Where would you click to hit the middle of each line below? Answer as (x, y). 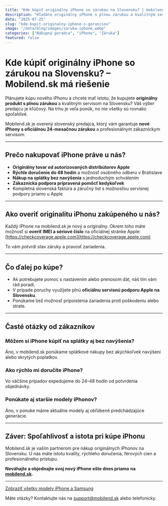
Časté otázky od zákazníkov (50, 326)
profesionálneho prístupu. (32, 459)
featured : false (22, 38)
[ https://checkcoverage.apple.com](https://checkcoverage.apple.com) (78, 237)
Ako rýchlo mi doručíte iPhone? (44, 370)
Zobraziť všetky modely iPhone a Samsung (49, 488)
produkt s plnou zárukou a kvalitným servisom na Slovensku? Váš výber (80, 103)
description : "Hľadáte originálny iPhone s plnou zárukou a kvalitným (80, 15)
